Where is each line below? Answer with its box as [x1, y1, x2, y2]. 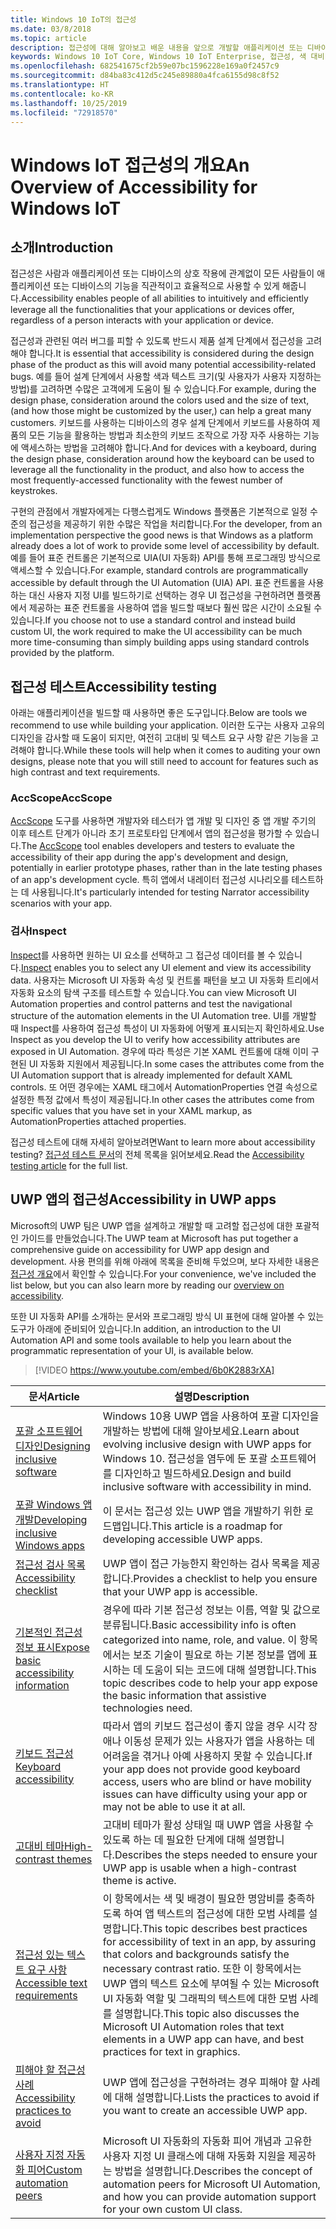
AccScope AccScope [10, 791, 113, 805]
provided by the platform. [10, 647, 115, 659]
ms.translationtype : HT [10, 80, 110, 90]
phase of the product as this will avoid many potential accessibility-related [10, 359, 317, 371]
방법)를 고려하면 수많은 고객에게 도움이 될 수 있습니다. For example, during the [10, 383, 317, 395]
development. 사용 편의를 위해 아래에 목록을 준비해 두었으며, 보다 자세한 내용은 [10, 1255, 320, 1267]
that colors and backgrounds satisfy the [102, 1947, 290, 1961]
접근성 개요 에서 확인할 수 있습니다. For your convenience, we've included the [10, 1267, 317, 1280]
